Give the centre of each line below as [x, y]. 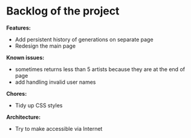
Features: [19, 28]
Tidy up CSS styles [39, 105]
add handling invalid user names [55, 82]
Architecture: [24, 117]
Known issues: [25, 57]
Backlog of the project [63, 11]
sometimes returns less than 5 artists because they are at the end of [100, 69]
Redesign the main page [45, 46]
